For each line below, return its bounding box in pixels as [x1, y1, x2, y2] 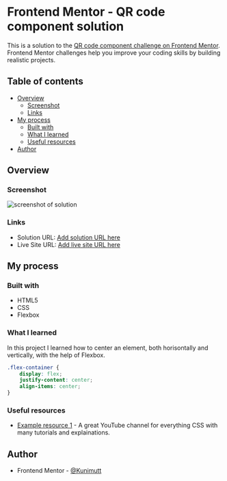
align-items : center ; [19, 383, 81, 390]
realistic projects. [7, 55, 56, 64]
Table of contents [7, 76, 83, 88]
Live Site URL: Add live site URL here [16, 240, 121, 248]
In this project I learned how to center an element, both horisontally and [7, 343, 209, 352]
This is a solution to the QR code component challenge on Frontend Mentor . [7, 41, 220, 49]
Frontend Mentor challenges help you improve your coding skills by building [7, 49, 221, 57]
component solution [7, 18, 124, 34]
